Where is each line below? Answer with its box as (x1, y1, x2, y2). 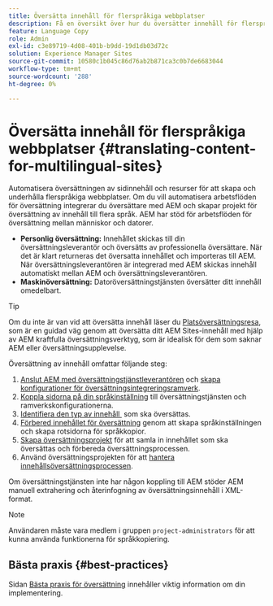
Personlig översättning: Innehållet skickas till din (19, 233, 185, 244)
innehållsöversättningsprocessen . (19, 461, 134, 471)
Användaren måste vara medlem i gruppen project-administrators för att (8, 525, 255, 535)
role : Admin (8, 34, 49, 43)
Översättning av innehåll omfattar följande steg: (8, 359, 168, 368)
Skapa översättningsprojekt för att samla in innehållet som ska (19, 435, 229, 445)
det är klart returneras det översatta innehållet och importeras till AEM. (19, 251, 257, 261)
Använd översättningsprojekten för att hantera (19, 452, 175, 462)
